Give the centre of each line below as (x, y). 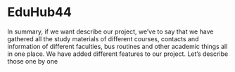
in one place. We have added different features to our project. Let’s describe (118, 54)
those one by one (33, 61)
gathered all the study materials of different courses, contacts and (103, 38)
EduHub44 (39, 12)
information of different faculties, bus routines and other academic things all (118, 46)
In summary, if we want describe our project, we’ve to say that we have (110, 31)
